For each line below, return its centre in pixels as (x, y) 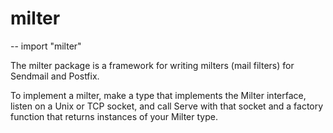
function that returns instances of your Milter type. (114, 116)
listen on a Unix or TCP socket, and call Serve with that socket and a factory (167, 106)
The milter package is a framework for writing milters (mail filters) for (152, 65)
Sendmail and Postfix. (55, 76)
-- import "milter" (46, 46)
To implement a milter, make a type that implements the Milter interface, (158, 95)
